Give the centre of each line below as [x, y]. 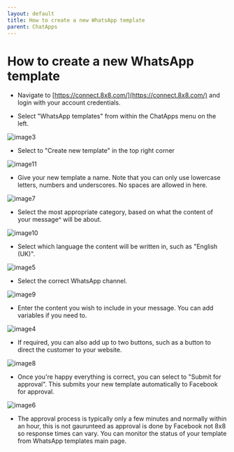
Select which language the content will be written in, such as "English [117, 247]
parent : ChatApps [32, 27]
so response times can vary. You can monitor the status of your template [122, 434]
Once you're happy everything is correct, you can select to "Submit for [119, 377]
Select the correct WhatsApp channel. [72, 281]
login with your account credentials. [69, 103]
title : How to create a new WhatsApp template [76, 20]
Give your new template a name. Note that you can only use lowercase [119, 178]
